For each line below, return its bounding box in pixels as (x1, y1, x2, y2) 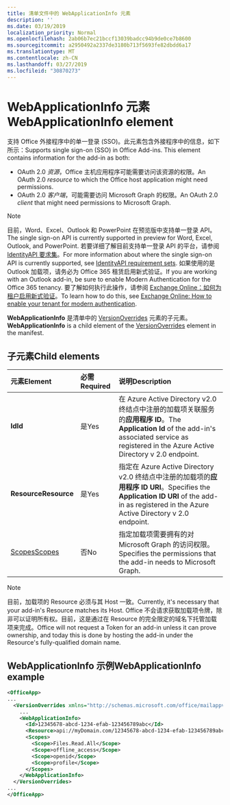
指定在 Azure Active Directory (118, 462, 214, 471)
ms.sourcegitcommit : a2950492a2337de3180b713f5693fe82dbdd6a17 (7, 42, 192, 49)
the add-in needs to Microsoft (118, 558, 216, 567)
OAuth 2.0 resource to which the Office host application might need (16, 175, 208, 184)
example (7, 671, 45, 682)
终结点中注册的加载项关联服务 (118, 405, 215, 414)
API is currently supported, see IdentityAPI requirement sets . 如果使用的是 (7, 259, 216, 267)
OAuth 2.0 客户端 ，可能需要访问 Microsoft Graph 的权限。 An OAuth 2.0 (16, 191, 218, 199)
